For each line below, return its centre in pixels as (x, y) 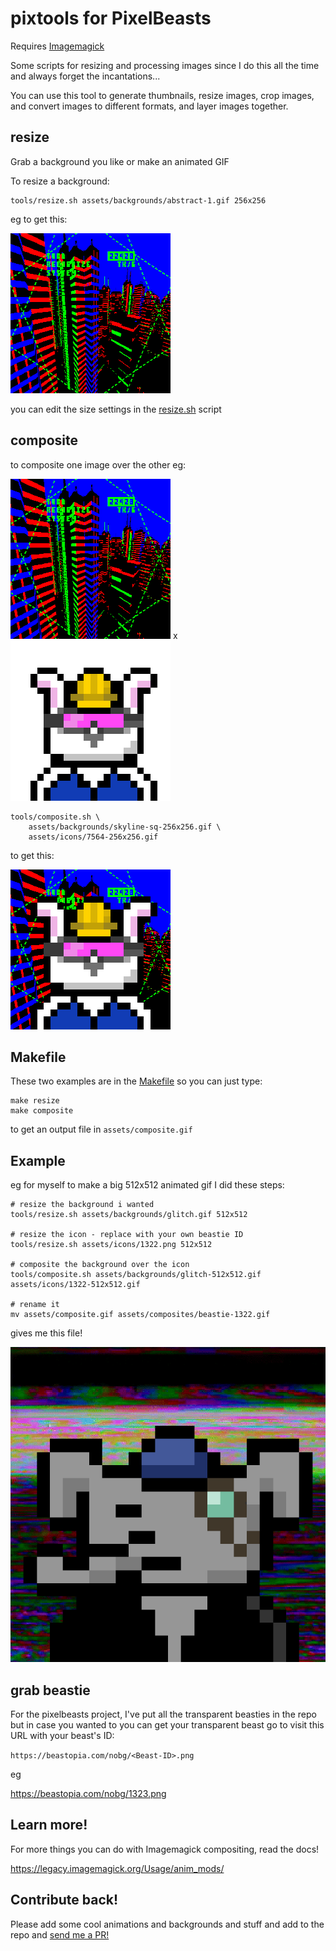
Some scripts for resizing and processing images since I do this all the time (165, 65)
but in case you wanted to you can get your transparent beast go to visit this (167, 1725)
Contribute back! (64, 1900)
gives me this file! (46, 1333)
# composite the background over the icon (100, 1265)
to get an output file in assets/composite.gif (101, 1129)
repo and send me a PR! (60, 1934)
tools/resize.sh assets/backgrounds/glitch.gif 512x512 (129, 1215)
